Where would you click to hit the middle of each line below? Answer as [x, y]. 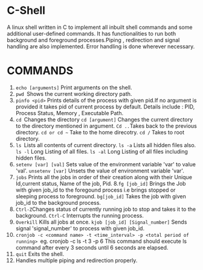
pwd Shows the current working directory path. [74, 93]
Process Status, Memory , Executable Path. [69, 113]
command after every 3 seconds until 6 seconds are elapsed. [92, 247]
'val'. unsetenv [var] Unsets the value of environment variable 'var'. [100, 171]
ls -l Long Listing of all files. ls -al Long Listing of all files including [101, 151]
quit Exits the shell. [40, 254]
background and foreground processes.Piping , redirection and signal [93, 40]
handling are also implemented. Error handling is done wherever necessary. [101, 46]
